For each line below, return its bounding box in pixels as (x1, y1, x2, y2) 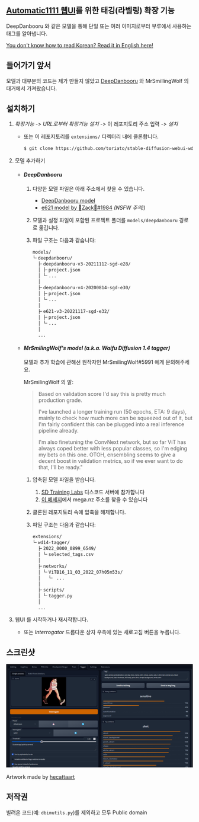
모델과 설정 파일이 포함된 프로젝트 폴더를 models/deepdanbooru (32, 216, 178, 223)
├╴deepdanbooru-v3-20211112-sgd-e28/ (37, 261, 131, 267)
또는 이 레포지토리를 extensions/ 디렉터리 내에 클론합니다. (23, 133, 159, 140)
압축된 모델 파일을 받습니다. (32, 476, 96, 483)
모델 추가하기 (14, 157, 46, 164)
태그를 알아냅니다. (6, 30, 48, 37)
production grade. (38, 396, 83, 404)
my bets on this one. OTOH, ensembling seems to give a (38, 451, 176, 458)
